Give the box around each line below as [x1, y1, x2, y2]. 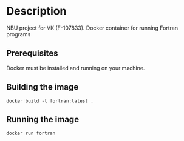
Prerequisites [6, 48, 58, 59]
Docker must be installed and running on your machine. [6, 64, 145, 71]
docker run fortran [6, 130, 56, 137]
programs [6, 30, 31, 38]
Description [6, 4, 67, 18]
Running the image [6, 114, 80, 125]
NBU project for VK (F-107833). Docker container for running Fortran [6, 24, 179, 31]
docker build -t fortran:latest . [6, 98, 94, 104]
